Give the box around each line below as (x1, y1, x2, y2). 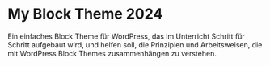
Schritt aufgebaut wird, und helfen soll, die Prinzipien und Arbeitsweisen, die (7, 39, 263, 49)
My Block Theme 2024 (7, 5, 163, 23)
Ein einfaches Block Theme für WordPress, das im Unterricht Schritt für (7, 31, 246, 41)
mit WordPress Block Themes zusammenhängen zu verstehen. (7, 48, 217, 58)
